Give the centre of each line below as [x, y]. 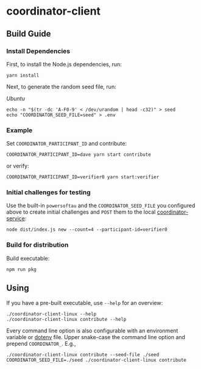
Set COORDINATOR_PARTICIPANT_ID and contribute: [66, 144]
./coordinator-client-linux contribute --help [66, 319]
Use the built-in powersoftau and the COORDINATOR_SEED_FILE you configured [101, 206]
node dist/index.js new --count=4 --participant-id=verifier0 [87, 230]
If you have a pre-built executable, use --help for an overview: [85, 303]
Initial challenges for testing [49, 192]
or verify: [18, 166]
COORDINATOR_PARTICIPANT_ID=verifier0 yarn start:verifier [83, 177]
